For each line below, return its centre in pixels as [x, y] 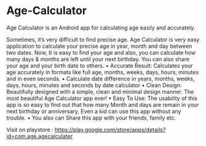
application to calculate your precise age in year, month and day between [99, 46]
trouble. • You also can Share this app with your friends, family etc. [91, 118]
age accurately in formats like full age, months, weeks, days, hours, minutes [102, 72]
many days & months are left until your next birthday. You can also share [98, 59]
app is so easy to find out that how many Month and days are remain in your [103, 104]
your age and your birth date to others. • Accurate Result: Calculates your [100, 66]
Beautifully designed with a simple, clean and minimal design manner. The [100, 91]
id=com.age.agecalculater [39, 136]
